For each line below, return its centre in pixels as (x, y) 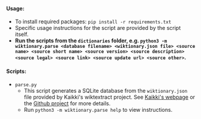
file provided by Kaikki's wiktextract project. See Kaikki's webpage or (109, 97)
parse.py (26, 85)
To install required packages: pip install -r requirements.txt (93, 22)
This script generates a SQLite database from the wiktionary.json (106, 91)
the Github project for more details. (67, 103)
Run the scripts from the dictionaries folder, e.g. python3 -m (91, 41)
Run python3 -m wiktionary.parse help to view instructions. (98, 110)
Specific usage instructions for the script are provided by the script (98, 28)
